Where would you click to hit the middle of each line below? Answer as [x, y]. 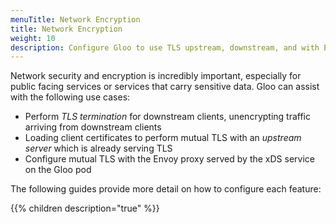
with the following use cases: [70, 97]
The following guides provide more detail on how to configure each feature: [166, 189]
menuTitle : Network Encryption [75, 19]
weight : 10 [33, 38]
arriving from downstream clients [93, 127]
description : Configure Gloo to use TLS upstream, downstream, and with [165, 47]
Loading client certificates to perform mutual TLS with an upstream [163, 138]
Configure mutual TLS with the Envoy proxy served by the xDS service [169, 159]
